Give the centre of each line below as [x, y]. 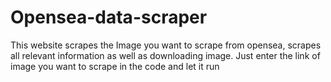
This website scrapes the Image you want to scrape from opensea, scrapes [166, 45]
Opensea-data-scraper [109, 17]
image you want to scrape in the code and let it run [115, 66]
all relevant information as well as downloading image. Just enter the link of [165, 55]
